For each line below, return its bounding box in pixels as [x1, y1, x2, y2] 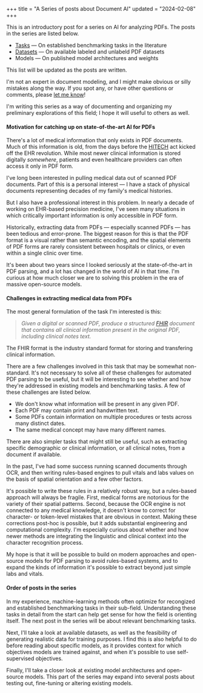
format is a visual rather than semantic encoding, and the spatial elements [6, 236, 191, 244]
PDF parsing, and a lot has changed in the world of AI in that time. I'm [6, 267, 180, 275]
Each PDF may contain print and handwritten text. [15, 407, 139, 414]
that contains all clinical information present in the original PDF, [21, 326, 181, 334]
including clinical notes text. [21, 333, 92, 340]
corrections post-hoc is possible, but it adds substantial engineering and [6, 520, 188, 527]
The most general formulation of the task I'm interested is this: [6, 308, 162, 315]
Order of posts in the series [6, 584, 77, 591]
